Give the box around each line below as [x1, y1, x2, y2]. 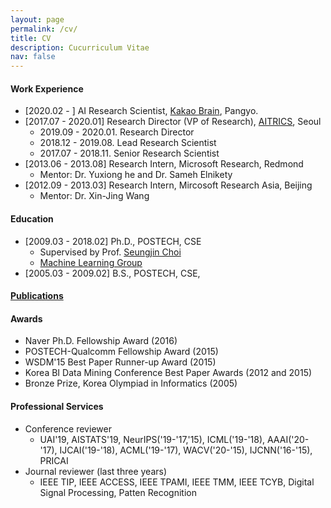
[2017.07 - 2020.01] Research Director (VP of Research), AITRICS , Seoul [24, 116, 322, 128]
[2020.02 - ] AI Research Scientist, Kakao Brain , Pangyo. [24, 105, 259, 117]
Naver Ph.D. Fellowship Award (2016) [24, 335, 178, 347]
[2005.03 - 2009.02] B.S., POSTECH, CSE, [24, 267, 201, 279]
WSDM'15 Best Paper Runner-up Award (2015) [24, 356, 217, 368]
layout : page [10, 14, 65, 25]
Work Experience [10, 82, 84, 95]
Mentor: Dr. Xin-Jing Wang [39, 190, 150, 202]
